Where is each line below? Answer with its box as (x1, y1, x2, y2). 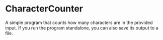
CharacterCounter (5, 3, 84, 14)
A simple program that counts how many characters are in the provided (5, 19, 153, 25)
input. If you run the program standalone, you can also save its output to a (5, 24, 158, 30)
